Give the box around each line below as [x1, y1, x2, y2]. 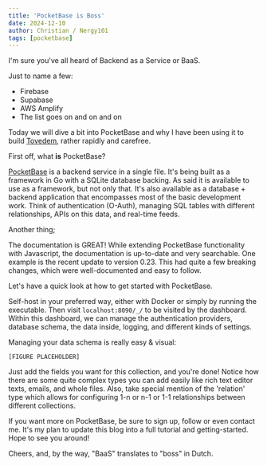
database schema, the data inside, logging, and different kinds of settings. [8, 322, 253, 332]
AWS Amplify [19, 104, 64, 113]
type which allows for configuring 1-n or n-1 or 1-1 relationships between [8, 393, 245, 402]
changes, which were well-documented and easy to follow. [8, 266, 202, 275]
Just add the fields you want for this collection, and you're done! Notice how [8, 367, 259, 377]
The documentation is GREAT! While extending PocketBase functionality [8, 240, 245, 250]
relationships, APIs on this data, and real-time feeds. [8, 209, 180, 219]
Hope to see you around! [8, 433, 90, 443]
